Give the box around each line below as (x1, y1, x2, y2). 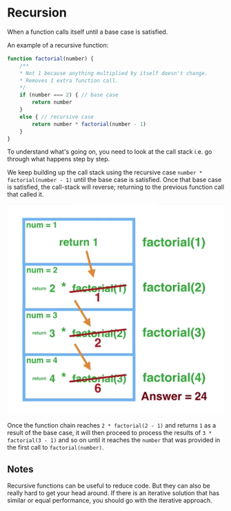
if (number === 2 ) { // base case (19, 92, 119, 99)
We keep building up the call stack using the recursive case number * (7, 168, 203, 177)
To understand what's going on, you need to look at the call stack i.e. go (7, 148, 212, 156)
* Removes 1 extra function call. (19, 77, 119, 84)
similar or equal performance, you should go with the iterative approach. (7, 497, 212, 504)
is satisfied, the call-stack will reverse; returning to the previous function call (7, 183, 225, 191)
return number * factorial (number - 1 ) (32, 121, 147, 128)
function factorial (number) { (7, 55, 94, 62)
